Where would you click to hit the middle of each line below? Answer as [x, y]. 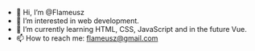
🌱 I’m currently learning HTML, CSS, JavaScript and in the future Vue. [131, 29]
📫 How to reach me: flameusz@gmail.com [87, 38]
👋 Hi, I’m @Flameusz [50, 12]
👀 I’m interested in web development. [77, 21]
